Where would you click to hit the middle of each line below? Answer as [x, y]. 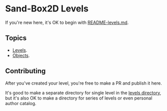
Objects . [21, 55]
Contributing [25, 71]
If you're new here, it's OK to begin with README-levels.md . [67, 22]
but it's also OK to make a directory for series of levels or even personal [79, 98]
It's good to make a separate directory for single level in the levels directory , [83, 93]
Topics [16, 38]
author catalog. [21, 103]
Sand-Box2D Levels [47, 9]
